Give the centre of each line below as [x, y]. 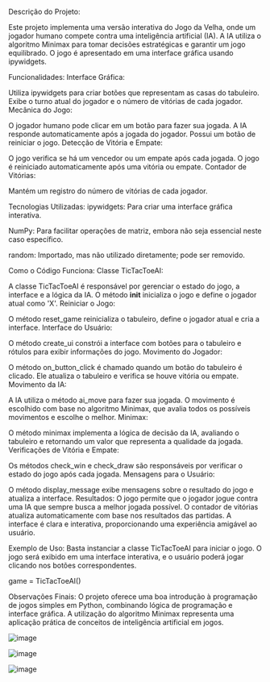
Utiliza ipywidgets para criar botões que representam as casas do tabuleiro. [134, 93]
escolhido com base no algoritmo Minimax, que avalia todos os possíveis [130, 409]
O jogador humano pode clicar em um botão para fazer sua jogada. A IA [128, 125]
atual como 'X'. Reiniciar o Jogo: [62, 303]
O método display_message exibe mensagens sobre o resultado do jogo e [131, 490]
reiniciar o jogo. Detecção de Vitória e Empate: [86, 143]
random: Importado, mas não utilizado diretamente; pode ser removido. [127, 255]
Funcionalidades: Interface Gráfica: [66, 77]
